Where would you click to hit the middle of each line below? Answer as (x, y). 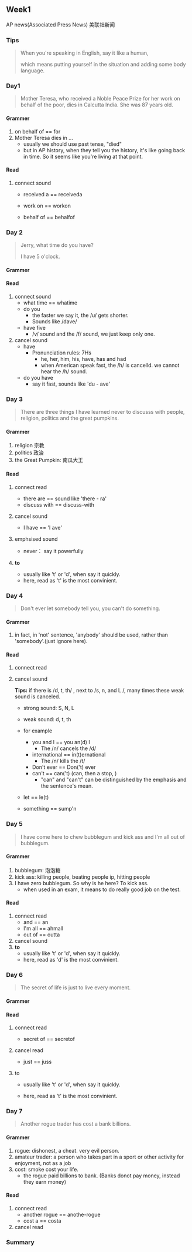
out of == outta (42, 935)
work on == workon (47, 206)
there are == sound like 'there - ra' (65, 498)
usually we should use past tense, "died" (72, 144)
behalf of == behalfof (49, 217)
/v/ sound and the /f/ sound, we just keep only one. (93, 334)
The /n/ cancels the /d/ (68, 748)
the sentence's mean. (67, 786)
